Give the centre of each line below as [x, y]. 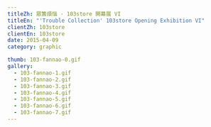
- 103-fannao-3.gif [43, 86]
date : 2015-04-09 [33, 40]
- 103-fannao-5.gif [43, 99]
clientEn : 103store [36, 34]
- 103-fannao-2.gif [43, 79]
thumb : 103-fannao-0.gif [44, 60]
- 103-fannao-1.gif [43, 73]
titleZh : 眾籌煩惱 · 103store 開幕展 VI [64, 14]
